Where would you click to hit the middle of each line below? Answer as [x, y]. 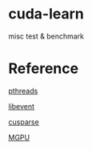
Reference [43, 69]
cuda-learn [46, 14]
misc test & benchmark [46, 36]
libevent [21, 106]
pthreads [23, 91]
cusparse [24, 122]
